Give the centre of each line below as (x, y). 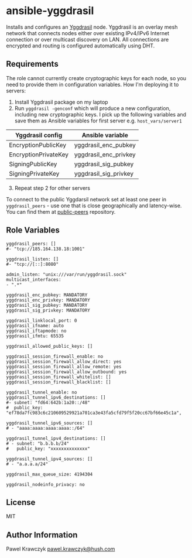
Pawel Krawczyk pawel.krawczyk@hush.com (61, 549)
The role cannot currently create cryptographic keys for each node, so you (96, 78)
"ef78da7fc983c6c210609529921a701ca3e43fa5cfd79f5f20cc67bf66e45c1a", (94, 413)
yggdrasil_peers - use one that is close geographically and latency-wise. (94, 206)
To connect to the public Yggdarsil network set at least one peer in (86, 199)
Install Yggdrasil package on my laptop (61, 102)
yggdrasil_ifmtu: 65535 (35, 336)
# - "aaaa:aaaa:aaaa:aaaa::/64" (45, 428)
